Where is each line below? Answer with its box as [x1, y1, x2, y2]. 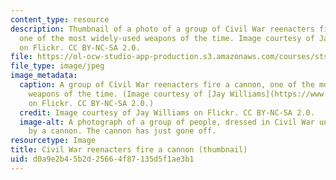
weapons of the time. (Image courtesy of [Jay [28, 89, 226, 99]
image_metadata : [10, 71, 78, 81]
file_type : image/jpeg [10, 61, 105, 71]
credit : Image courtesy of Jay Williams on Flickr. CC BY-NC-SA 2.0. [19, 107, 315, 118]
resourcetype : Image [10, 136, 97, 146]
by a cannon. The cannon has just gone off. [28, 126, 217, 136]
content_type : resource [10, 14, 110, 25]
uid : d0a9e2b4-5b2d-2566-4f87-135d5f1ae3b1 [10, 154, 195, 164]
